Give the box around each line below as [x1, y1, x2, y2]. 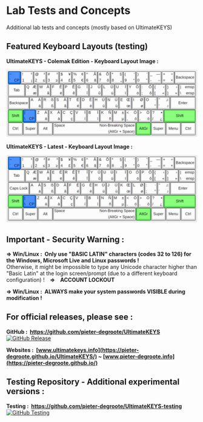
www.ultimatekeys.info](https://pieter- [38, 346, 139, 353]
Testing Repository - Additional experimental [6, 377, 180, 387]
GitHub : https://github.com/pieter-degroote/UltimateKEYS [6, 328, 161, 335]
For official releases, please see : [6, 312, 133, 322]
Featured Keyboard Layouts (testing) [6, 41, 148, 52]
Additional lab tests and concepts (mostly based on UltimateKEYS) [6, 24, 173, 31]
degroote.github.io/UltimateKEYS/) [6, 353, 98, 360]
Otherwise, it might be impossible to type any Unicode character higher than [6, 263, 197, 270]
